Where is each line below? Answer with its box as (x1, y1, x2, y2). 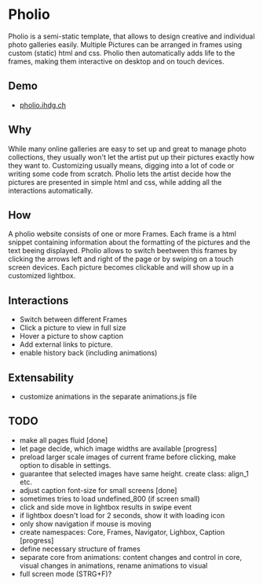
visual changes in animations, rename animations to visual (19, 561, 208, 570)
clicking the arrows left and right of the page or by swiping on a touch (8, 254, 234, 264)
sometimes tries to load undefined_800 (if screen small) (19, 494, 200, 503)
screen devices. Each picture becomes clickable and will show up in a (8, 263, 234, 272)
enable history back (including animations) (19, 348, 158, 358)
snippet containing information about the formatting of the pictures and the (8, 237, 251, 247)
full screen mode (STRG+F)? (19, 568, 112, 579)
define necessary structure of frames (19, 544, 141, 554)
